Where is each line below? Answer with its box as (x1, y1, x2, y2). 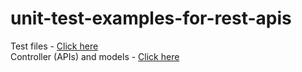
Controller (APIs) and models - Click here (10, 50, 180, 62)
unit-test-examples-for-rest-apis (10, 7, 292, 30)
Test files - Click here (10, 40, 99, 52)
